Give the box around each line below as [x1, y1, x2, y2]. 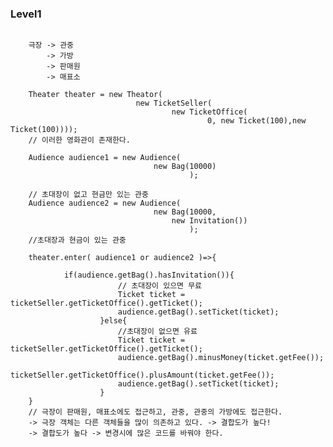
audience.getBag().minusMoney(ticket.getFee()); [117, 353, 325, 363]
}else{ [99, 316, 128, 326]
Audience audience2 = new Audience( [28, 198, 182, 209]
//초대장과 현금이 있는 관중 [28, 235, 127, 246]
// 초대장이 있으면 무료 [117, 281, 203, 291]
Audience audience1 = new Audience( [28, 153, 182, 163]
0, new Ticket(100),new [207, 116, 307, 126]
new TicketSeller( [135, 98, 213, 109]
